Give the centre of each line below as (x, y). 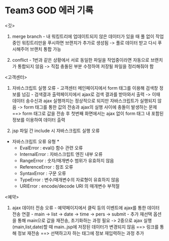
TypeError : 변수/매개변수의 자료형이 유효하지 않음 (70, 179)
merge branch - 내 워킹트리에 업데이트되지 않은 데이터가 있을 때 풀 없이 (83, 36)
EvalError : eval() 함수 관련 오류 (51, 148)
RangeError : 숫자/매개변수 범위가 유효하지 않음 (67, 160)
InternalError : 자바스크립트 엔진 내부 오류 (61, 154)
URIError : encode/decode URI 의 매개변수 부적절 (70, 186)
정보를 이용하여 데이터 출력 (39, 120)
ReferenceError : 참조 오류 (46, 167)
